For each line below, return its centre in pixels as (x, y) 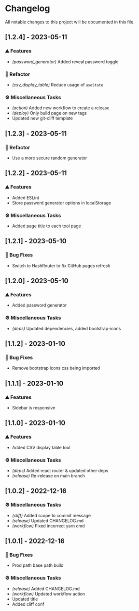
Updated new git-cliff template (42, 118)
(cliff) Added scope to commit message (51, 515)
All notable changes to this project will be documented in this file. (70, 22)
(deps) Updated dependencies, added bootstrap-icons (66, 328)
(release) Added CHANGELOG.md (46, 589)
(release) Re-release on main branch (49, 475)
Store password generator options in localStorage (62, 203)
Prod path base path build (38, 565)
